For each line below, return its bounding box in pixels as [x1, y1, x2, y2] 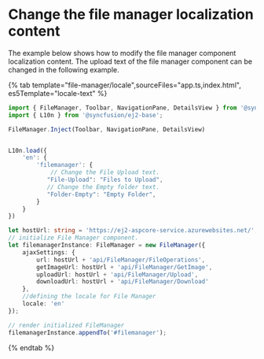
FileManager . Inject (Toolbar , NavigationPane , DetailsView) [8, 125, 206, 133]
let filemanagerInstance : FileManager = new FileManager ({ [8, 242, 206, 250]
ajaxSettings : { [22, 248, 76, 257]
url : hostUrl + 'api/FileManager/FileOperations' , [36, 256, 206, 264]
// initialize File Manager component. [8, 234, 139, 242]
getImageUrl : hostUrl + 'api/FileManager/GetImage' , [36, 263, 213, 271]
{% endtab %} [8, 342, 55, 352]
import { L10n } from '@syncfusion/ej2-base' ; [8, 111, 163, 119]
